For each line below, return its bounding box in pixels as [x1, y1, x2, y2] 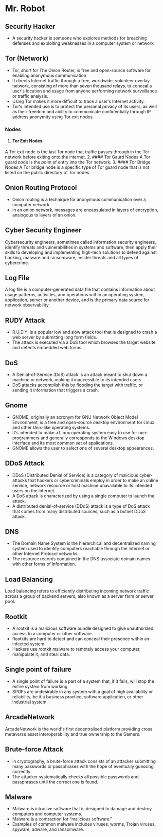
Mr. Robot [5, 3, 45, 14]
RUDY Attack [5, 316, 45, 324]
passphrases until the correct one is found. [12, 779, 99, 784]
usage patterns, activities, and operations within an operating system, [5, 292, 145, 298]
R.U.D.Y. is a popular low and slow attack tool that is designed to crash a [12, 329, 157, 335]
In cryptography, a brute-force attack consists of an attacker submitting [12, 758, 156, 764]
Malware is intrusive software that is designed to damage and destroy [12, 806, 152, 812]
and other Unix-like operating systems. [12, 424, 91, 430]
